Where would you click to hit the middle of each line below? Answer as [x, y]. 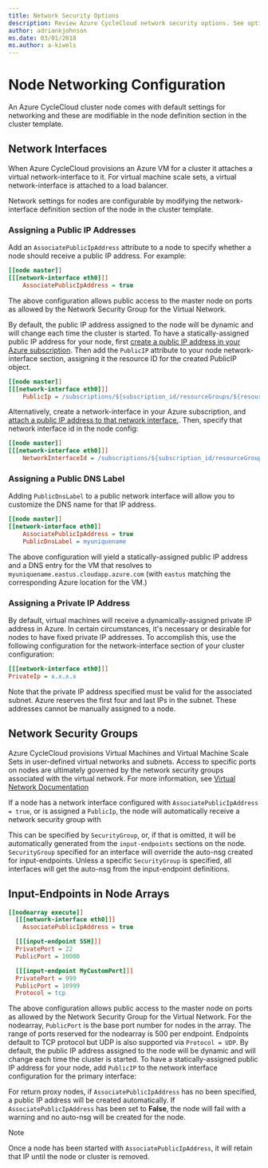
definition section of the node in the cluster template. [126, 209]
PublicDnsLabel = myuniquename [75, 541]
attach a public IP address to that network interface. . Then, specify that [125, 420]
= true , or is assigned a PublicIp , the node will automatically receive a [124, 811]
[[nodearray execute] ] [46, 912]
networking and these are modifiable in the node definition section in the [128, 116]
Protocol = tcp [41, 993]
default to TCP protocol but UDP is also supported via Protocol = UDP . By [128, 1043]
